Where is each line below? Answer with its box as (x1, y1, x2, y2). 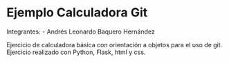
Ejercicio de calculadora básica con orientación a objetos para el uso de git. (6, 40, 223, 49)
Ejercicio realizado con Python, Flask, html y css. (6, 48, 146, 56)
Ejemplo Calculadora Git (6, 5, 148, 21)
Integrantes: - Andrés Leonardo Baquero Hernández (6, 27, 155, 36)
